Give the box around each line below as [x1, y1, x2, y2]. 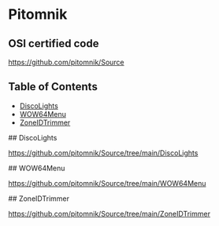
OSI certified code [8, 37, 99, 50]
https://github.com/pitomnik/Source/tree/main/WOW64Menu [8, 178, 206, 188]
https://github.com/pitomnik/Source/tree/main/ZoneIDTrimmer [8, 209, 211, 218]
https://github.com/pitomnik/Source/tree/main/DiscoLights [8, 148, 199, 158]
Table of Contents [8, 80, 98, 93]
